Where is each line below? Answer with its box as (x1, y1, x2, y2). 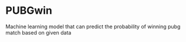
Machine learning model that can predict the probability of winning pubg (5, 23, 181, 30)
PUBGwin (5, 4, 52, 17)
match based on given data (5, 29, 72, 36)
